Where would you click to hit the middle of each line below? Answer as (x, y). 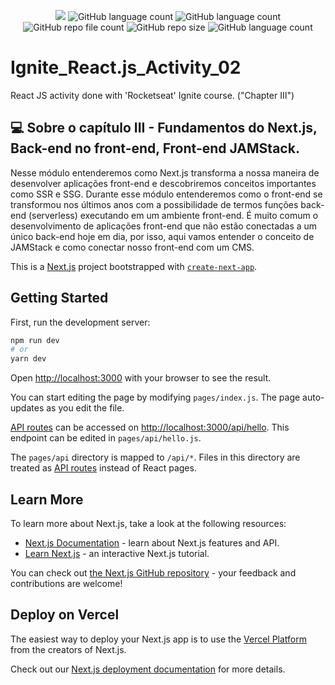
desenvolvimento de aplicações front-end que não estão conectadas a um (164, 226)
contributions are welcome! (66, 583)
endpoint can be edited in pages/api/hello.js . (106, 438)
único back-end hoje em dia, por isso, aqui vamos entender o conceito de (162, 236)
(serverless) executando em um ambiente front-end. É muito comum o (173, 215)
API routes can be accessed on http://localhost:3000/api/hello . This (150, 427)
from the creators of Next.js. (68, 649)
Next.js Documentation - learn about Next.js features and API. (152, 543)
